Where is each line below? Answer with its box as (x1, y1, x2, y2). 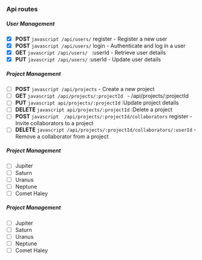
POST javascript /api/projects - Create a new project (15, 86, 155, 93)
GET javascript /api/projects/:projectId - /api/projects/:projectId (15, 92, 189, 100)
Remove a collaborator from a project (15, 133, 109, 140)
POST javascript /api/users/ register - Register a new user (15, 35, 167, 43)
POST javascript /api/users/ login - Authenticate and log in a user (15, 42, 186, 49)
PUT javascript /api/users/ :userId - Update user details (15, 56, 161, 63)
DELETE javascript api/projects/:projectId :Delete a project (15, 106, 173, 114)
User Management (6, 20, 55, 27)
